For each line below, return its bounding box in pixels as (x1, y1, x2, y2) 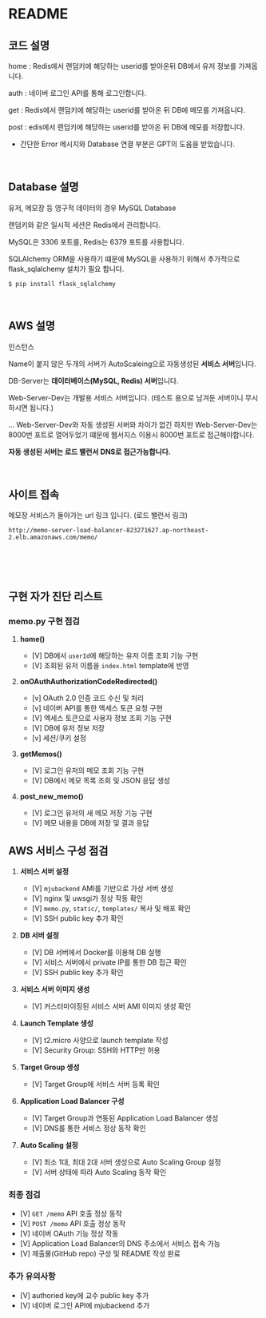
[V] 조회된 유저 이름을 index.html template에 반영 (31, 661, 189, 671)
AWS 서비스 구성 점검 (8, 844, 109, 858)
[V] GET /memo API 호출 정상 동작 (19, 1208, 122, 1219)
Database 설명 (8, 181, 79, 194)
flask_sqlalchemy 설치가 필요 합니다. (8, 264, 125, 273)
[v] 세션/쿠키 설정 (31, 733, 86, 743)
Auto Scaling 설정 (19, 1140, 78, 1149)
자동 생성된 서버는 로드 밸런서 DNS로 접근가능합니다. (8, 447, 171, 456)
